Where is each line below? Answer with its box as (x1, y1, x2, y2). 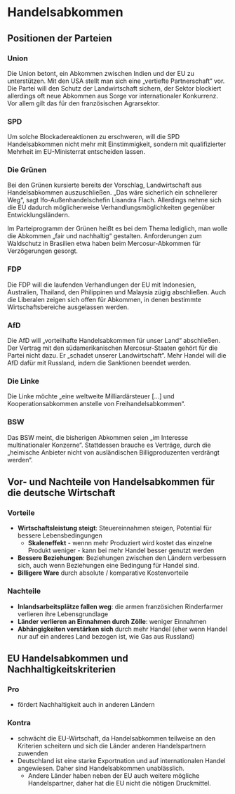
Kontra (7, 718, 32, 728)
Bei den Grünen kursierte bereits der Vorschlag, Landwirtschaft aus (7, 181, 202, 190)
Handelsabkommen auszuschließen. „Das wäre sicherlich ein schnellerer (7, 188, 217, 197)
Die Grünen (7, 165, 47, 175)
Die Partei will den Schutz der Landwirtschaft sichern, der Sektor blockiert (7, 84, 222, 92)
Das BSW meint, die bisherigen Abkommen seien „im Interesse (7, 433, 188, 441)
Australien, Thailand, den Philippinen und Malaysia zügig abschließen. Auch (7, 287, 227, 296)
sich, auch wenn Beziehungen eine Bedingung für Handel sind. (17, 561, 200, 570)
